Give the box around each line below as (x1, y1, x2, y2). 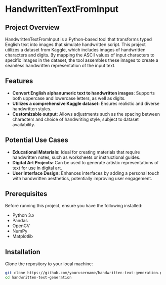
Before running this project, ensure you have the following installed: (5, 203, 143, 209)
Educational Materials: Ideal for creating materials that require (12, 149, 140, 155)
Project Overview (5, 23, 60, 32)
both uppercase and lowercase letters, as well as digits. (12, 95, 126, 101)
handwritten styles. (12, 105, 52, 112)
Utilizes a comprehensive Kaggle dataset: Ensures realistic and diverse (12, 100, 160, 106)
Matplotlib (12, 234, 33, 239)
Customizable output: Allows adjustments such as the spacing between (12, 111, 160, 117)
